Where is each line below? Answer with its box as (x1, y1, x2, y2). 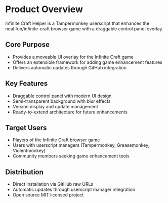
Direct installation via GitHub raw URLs (12, 181, 94, 187)
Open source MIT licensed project (12, 192, 84, 198)
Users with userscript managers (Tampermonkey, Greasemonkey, (12, 142, 150, 148)
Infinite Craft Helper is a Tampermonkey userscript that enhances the (5, 20, 150, 26)
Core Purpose (5, 40, 50, 49)
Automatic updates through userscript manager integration (12, 186, 136, 193)
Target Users (5, 123, 47, 132)
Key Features (5, 79, 48, 88)
